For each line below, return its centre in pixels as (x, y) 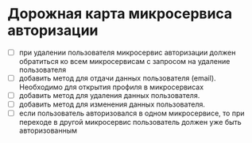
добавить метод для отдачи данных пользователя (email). (117, 78)
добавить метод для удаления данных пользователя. (109, 96)
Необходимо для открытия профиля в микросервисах (111, 87)
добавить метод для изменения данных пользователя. (112, 104)
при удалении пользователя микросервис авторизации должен (127, 52)
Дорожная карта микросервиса (120, 14)
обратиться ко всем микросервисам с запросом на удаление (124, 61)
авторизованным (48, 130)
